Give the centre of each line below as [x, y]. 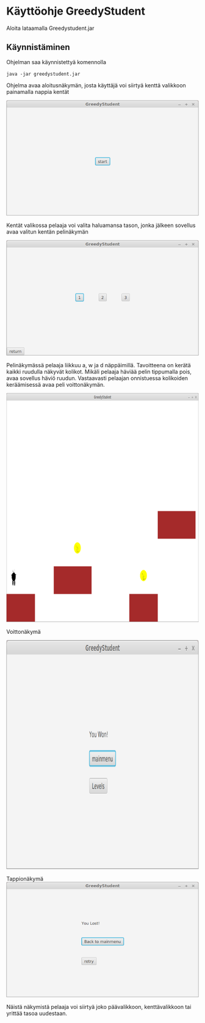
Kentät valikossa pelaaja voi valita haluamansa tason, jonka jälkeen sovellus [101, 225]
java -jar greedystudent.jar [43, 74]
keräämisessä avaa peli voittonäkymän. [56, 385]
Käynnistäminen [38, 47]
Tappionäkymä [25, 879]
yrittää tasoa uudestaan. [37, 1013]
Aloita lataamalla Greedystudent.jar [50, 28]
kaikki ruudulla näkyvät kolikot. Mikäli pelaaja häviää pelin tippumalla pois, [99, 372]
